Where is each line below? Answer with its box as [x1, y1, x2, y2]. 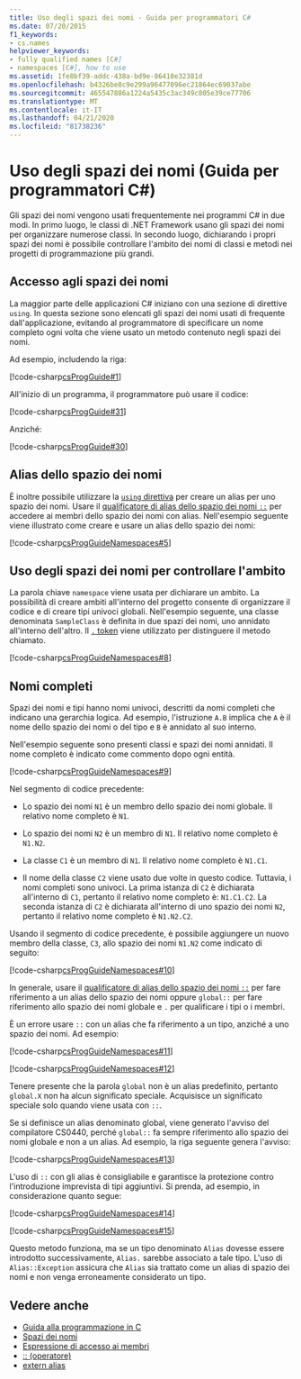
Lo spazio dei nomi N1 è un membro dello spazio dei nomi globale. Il [22, 801, 273, 812]
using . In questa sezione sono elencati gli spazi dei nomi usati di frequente [9, 307, 286, 318]
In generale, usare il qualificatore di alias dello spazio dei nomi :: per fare [9, 983, 281, 993]
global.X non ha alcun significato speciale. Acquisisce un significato [9, 1091, 263, 1102]
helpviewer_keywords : [9, 47, 91, 56]
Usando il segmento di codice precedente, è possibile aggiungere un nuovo [9, 929, 289, 939]
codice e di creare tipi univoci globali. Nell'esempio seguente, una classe [9, 606, 279, 617]
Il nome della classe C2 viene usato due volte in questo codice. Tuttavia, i [22, 873, 292, 884]
